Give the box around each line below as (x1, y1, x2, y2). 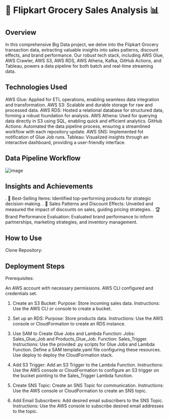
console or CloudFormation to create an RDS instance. (12, 321, 126, 327)
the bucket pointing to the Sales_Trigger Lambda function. (12, 373, 134, 379)
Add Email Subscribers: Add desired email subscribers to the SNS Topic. (12, 398, 163, 404)
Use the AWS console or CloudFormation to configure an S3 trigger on (12, 367, 159, 374)
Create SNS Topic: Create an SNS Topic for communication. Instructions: (12, 383, 164, 389)
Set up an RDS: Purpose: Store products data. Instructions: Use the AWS (12, 315, 163, 321)
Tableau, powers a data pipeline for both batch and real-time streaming (5, 63, 153, 69)
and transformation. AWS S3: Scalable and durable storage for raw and (5, 102, 153, 108)
